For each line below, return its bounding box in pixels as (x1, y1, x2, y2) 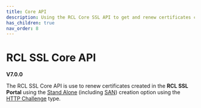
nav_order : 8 (6, 25, 39, 32)
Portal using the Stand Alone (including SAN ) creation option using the (6, 89, 181, 96)
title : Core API (6, 8, 47, 15)
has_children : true (6, 20, 55, 26)
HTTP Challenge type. (6, 95, 61, 102)
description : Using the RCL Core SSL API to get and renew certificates (6, 14, 191, 20)
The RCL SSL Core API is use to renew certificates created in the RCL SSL (6, 82, 188, 90)
